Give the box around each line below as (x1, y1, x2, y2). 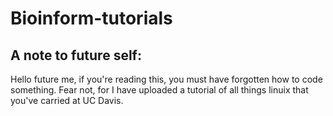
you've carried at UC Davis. (10, 95, 124, 106)
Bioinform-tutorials (10, 7, 173, 30)
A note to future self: (10, 47, 142, 64)
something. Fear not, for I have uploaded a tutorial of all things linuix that (10, 84, 309, 96)
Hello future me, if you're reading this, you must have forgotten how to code (10, 73, 323, 85)
